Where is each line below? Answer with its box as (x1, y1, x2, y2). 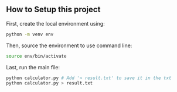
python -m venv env (6, 31, 54, 37)
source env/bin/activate (6, 53, 67, 59)
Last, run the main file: (6, 63, 60, 70)
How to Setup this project (6, 5, 101, 15)
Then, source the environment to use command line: (6, 42, 132, 49)
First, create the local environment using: (6, 20, 105, 27)
